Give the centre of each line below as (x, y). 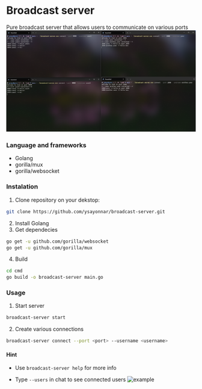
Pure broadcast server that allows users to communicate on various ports (97, 27)
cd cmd (14, 271)
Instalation (22, 187)
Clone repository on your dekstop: (57, 200)
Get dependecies (36, 229)
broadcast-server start (36, 318)
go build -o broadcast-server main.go (55, 278)
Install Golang (32, 223)
